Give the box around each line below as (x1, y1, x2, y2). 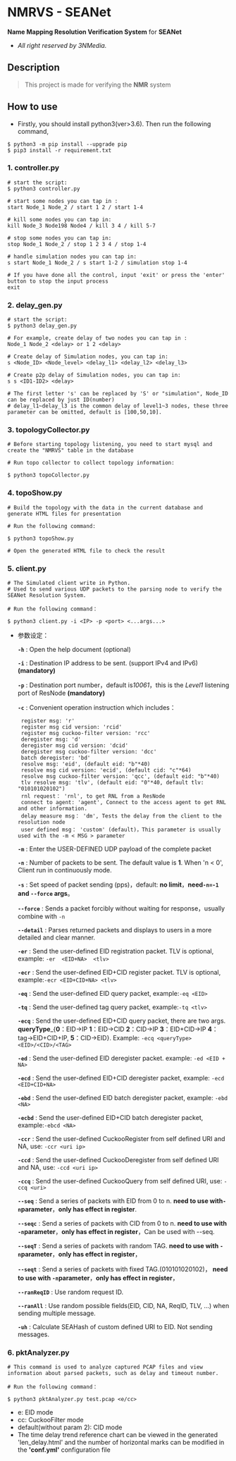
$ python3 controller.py (7, 185, 80, 192)
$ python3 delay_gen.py (7, 322, 77, 330)
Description (7, 61, 60, 74)
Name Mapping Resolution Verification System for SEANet (7, 27, 182, 36)
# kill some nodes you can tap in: (7, 216, 112, 223)
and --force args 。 (17, 889, 74, 898)
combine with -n (17, 912, 66, 920)
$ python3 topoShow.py (7, 535, 74, 542)
